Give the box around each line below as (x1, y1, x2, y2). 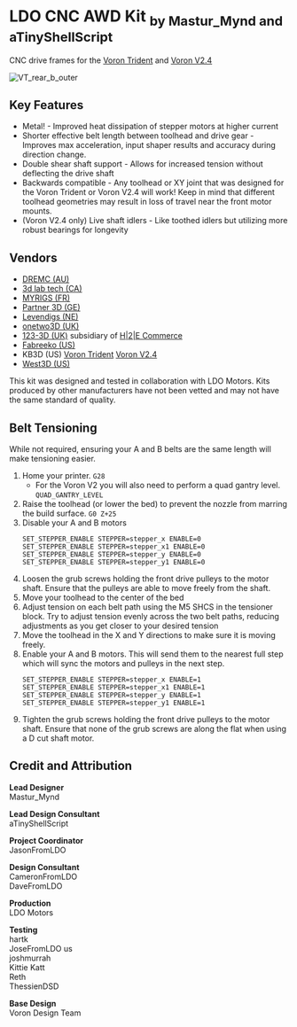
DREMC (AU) (21, 274, 70, 284)
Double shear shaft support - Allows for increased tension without (21, 159, 263, 169)
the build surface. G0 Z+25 (21, 508, 117, 518)
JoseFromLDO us (9, 943, 73, 953)
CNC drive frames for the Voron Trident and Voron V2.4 (9, 55, 213, 66)
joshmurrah (9, 953, 51, 963)
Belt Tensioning (9, 420, 98, 435)
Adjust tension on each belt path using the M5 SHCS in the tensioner (21, 601, 273, 612)
